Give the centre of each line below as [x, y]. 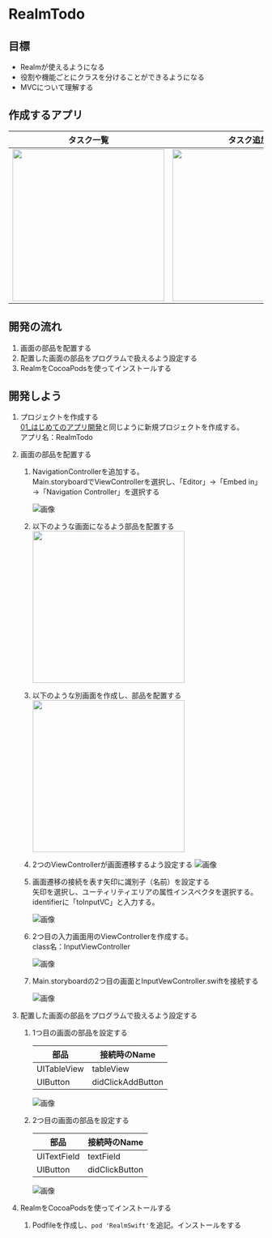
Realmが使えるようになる [62, 67]
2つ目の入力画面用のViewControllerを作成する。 [112, 937]
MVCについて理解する [57, 87]
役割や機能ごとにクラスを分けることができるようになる [112, 77]
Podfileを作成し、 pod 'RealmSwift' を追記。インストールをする [136, 1225]
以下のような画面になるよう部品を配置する [103, 527]
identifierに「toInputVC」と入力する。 [96, 902]
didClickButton [116, 1170]
